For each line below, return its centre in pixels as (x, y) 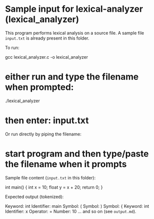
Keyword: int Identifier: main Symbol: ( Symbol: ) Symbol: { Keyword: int (77, 206)
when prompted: (40, 87)
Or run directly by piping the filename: (43, 134)
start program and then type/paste (77, 154)
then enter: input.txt (47, 120)
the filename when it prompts (66, 164)
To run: (12, 47)
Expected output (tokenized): (34, 197)
